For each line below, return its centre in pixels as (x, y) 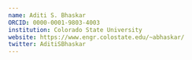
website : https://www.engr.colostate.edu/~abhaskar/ (96, 37)
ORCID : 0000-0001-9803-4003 (54, 23)
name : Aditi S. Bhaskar (47, 15)
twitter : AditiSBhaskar (47, 44)
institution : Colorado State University (76, 30)
